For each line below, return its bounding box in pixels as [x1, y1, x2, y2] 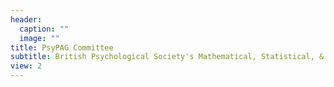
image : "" [19, 33, 60, 43]
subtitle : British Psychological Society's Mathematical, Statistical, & [10, 52, 325, 62]
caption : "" [19, 24, 70, 34]
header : [10, 14, 43, 25]
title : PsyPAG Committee [10, 42, 114, 53]
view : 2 [10, 61, 43, 71]
